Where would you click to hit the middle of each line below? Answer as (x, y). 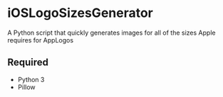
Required (28, 63)
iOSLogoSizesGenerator (80, 13)
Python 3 (31, 79)
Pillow (26, 87)
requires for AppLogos (40, 40)
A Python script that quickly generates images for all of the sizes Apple (111, 33)
